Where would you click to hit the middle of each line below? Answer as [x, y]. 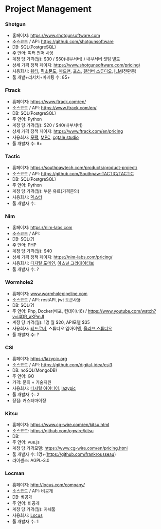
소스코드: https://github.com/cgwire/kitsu [53, 431]
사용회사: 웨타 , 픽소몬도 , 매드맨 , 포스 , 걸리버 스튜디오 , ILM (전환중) [74, 71]
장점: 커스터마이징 [29, 400]
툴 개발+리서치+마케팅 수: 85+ [41, 77]
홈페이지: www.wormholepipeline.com [50, 294]
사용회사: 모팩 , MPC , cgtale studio [45, 137]
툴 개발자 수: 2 [26, 394]
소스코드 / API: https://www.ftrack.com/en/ [54, 107]
